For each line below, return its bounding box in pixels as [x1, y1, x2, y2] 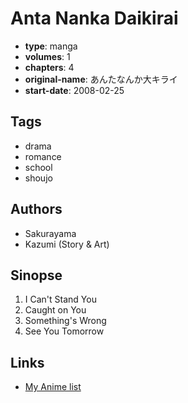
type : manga [24, 40, 78, 52]
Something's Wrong [24, 315, 107, 327]
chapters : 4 [24, 61, 75, 73]
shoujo [24, 172, 53, 184]
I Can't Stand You [24, 293, 97, 306]
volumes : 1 [24, 50, 71, 62]
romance [24, 150, 62, 162]
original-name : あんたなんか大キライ [24, 73, 178, 85]
